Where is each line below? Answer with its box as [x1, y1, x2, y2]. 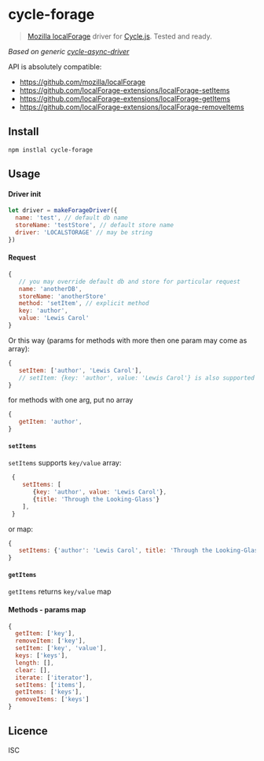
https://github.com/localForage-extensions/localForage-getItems [19, 94, 231, 103]
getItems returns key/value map [8, 587, 112, 597]
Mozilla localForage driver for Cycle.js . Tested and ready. [27, 31, 212, 41]
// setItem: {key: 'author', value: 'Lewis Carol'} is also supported [18, 373, 255, 382]
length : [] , [15, 659, 55, 667]
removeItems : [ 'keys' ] [15, 696, 90, 704]
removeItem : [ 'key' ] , [15, 637, 86, 645]
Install [8, 125, 39, 138]
